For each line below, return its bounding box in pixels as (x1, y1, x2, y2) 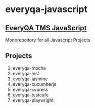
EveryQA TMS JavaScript (5, 24, 87, 32)
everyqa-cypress (12, 86, 49, 92)
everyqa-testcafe (12, 92, 49, 98)
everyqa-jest (12, 70, 39, 76)
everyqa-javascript (5, 4, 87, 15)
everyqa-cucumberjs (12, 81, 57, 87)
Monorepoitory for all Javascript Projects (5, 37, 90, 43)
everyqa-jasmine (12, 76, 48, 82)
